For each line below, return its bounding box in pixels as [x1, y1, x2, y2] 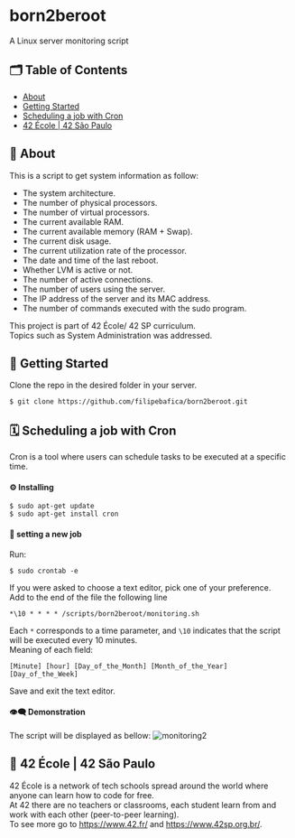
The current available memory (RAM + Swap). [22, 226, 193, 237]
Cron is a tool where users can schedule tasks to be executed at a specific [9, 452, 287, 462]
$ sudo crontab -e [9, 566, 78, 575]
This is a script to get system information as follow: [9, 170, 199, 181]
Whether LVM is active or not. [22, 264, 134, 275]
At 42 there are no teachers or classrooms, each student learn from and [9, 799, 277, 810]
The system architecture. [22, 187, 115, 199]
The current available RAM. [22, 216, 124, 227]
